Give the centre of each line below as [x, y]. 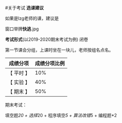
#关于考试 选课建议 [24, 8]
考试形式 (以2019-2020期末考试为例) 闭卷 [47, 39]
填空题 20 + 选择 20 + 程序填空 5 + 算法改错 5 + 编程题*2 [61, 115]
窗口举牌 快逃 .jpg [22, 29]
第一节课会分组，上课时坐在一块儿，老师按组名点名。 [59, 50]
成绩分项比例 [50, 63]
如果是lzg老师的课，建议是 [32, 18]
